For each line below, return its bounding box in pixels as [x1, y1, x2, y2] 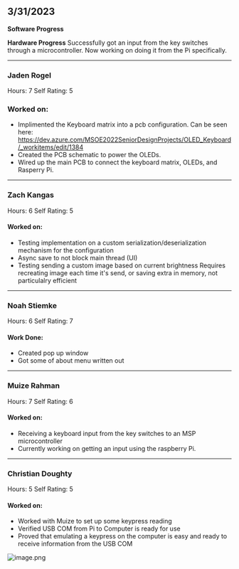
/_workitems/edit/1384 [17, 143, 84, 151]
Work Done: [7, 333, 44, 341]
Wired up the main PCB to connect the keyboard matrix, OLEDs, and [17, 158, 218, 166]
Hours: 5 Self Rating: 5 [7, 485, 73, 494]
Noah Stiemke [7, 300, 57, 310]
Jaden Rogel [7, 70, 52, 80]
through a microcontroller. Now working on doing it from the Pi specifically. [7, 46, 228, 54]
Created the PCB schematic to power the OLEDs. [17, 151, 161, 159]
